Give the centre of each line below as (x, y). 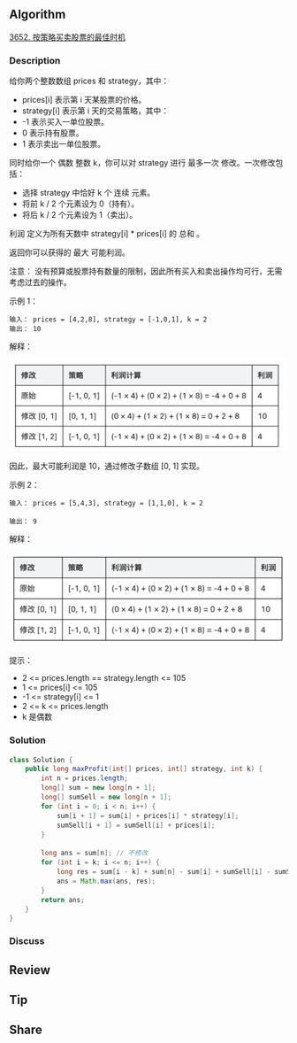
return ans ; (63, 900)
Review (30, 970)
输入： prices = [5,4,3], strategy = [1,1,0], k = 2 (106, 503)
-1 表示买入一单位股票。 (65, 122)
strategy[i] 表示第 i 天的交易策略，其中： (95, 111)
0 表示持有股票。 (53, 133)
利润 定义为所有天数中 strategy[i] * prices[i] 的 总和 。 (107, 234)
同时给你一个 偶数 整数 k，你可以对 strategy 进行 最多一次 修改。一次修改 (142, 163)
